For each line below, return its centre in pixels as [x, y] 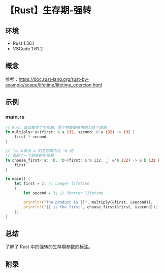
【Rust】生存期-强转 [48, 10]
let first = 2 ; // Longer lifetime [52, 184]
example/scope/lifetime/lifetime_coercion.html [54, 85]
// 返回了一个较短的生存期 [30, 156]
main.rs [15, 117]
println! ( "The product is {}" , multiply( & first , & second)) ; [88, 202]
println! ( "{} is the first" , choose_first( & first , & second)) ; [91, 207]
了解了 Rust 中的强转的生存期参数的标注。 [49, 247]
